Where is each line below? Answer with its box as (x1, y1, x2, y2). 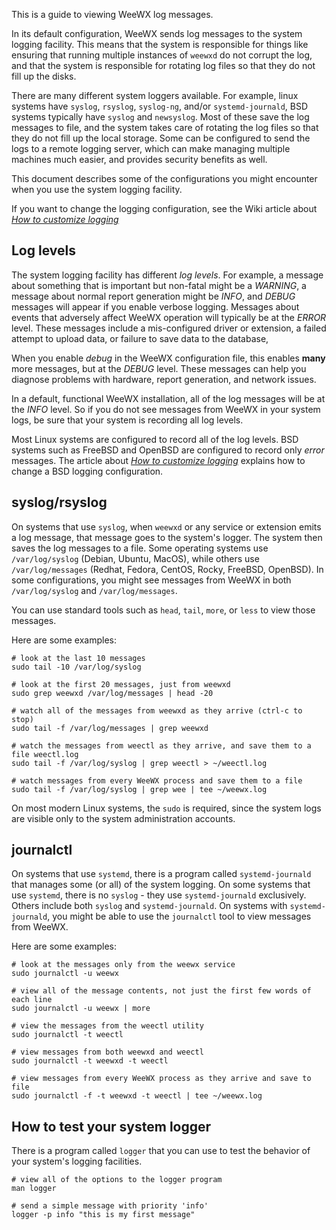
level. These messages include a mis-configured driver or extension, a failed (11, 322, 327, 334)
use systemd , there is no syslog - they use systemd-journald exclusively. (11, 889, 307, 901)
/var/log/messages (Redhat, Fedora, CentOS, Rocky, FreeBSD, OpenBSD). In (11, 563, 324, 575)
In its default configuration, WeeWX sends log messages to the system (11, 28, 303, 39)
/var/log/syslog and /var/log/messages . (11, 584, 178, 596)
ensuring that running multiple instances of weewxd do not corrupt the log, (11, 49, 313, 61)
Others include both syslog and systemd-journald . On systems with (11, 900, 288, 912)
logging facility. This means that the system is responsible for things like (11, 39, 309, 50)
